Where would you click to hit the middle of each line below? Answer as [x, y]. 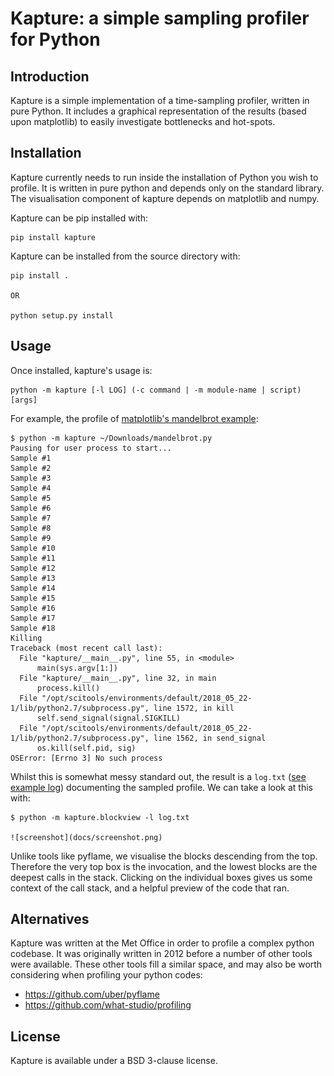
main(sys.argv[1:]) [77, 668]
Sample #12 [33, 568]
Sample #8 [31, 528]
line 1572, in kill [194, 708]
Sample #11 [33, 558]
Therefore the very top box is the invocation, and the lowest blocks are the [164, 866]
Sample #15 [33, 598]
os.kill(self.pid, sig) [86, 748]
